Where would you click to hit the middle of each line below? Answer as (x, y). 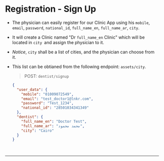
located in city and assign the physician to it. (58, 42)
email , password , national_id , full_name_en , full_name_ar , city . (76, 27)
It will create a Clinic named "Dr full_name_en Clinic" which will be (78, 37)
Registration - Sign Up (51, 9)
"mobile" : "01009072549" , (48, 94)
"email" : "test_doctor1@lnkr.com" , (57, 99)
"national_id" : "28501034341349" (55, 108)
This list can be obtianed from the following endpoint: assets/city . (79, 67)
